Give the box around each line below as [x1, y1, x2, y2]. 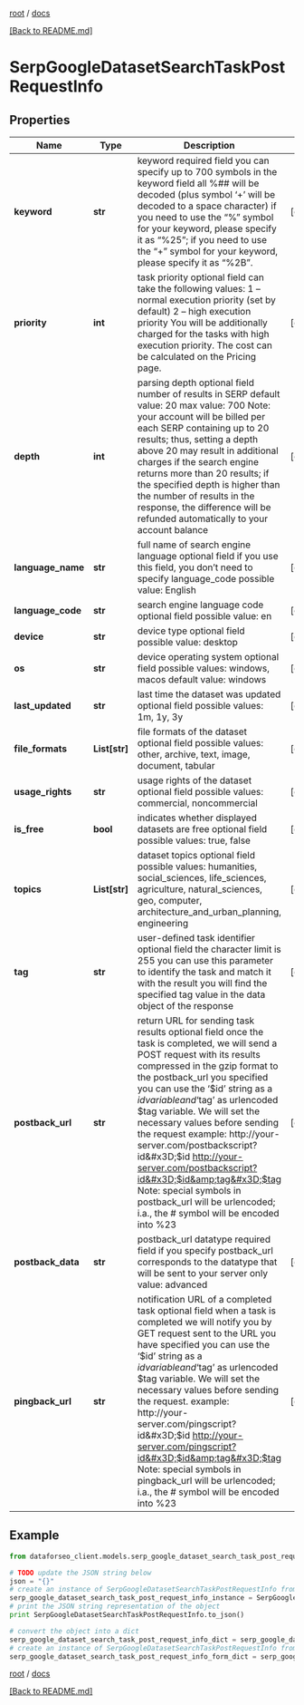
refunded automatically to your [137, 512, 269, 525]
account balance [137, 524, 209, 536]
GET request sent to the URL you [137, 1327, 277, 1340]
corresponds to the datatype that [137, 1255, 278, 1268]
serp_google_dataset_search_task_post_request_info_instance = [9, 1594, 253, 1603]
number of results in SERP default [137, 388, 280, 400]
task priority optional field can [137, 271, 264, 284]
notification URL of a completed [137, 1293, 272, 1305]
